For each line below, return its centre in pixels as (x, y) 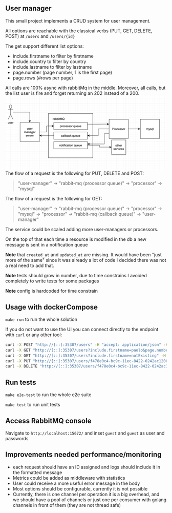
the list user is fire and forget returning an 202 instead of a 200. (72, 93)
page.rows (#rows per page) (43, 78)
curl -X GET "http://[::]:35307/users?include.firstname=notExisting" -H (86, 356)
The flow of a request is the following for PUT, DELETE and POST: (75, 173)
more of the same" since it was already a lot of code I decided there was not (86, 260)
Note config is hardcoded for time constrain (52, 291)
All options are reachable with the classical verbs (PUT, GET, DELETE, (79, 31)
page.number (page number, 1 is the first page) (62, 72)
